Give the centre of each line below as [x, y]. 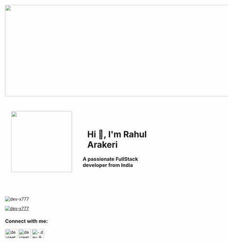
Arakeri [103, 144]
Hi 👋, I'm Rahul [117, 134]
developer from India [108, 165]
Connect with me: [27, 221]
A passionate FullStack [110, 159]
